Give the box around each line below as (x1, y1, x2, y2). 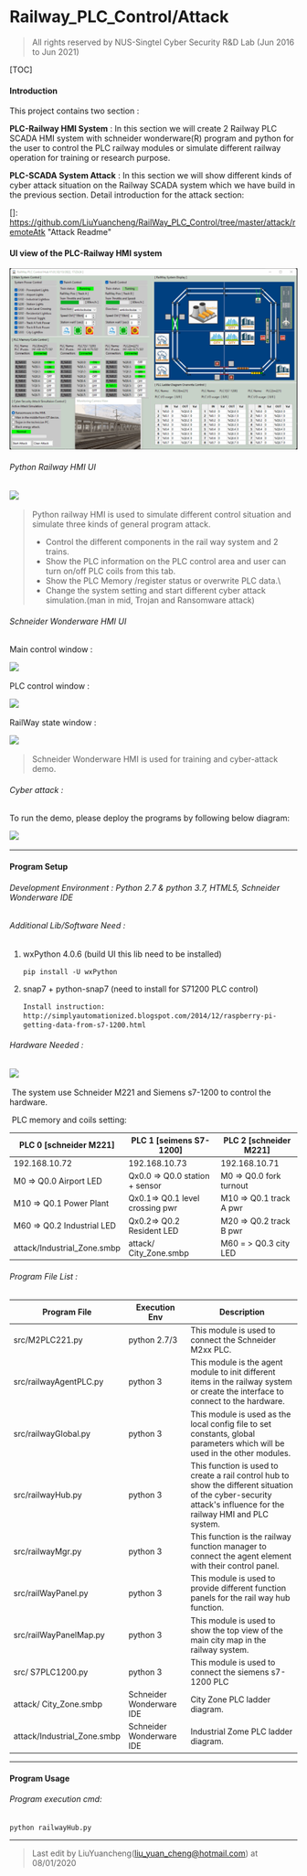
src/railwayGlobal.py (13, 1428, 91, 1439)
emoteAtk (9, 227, 46, 238)
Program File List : (9, 1270, 79, 1281)
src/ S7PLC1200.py (13, 1667, 89, 1678)
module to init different (190, 1367, 276, 1378)
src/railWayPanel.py (13, 1587, 89, 1598)
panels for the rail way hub (190, 1592, 291, 1603)
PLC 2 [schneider (223, 1134, 291, 1145)
